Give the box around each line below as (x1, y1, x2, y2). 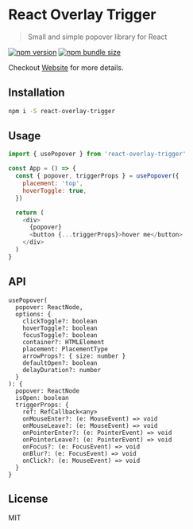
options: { (15, 310, 52, 318)
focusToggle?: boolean (22, 331, 98, 339)
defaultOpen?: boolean (22, 359, 98, 367)
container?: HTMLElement (22, 338, 105, 346)
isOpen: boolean (15, 394, 69, 402)
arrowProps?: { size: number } (22, 352, 126, 360)
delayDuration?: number (22, 366, 102, 374)
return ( (15, 209, 44, 217)
